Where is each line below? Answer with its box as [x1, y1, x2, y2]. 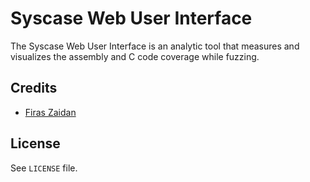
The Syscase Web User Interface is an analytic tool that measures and [10, 40, 300, 52]
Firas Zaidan [24, 106, 77, 118]
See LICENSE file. [10, 162, 78, 174]
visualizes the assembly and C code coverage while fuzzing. [10, 50, 260, 62]
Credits [10, 80, 58, 97]
